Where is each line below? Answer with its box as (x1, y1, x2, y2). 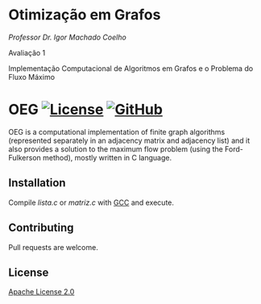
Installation (8, 176, 66, 190)
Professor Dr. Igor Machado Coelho (8, 32, 126, 42)
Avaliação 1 (8, 48, 46, 57)
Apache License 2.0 (8, 287, 75, 297)
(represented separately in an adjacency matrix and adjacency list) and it (8, 135, 251, 145)
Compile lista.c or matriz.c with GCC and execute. (8, 198, 175, 207)
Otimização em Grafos (8, 6, 161, 24)
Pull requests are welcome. (8, 242, 98, 252)
